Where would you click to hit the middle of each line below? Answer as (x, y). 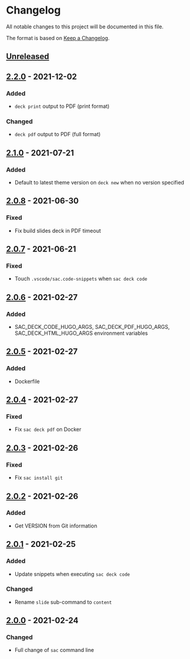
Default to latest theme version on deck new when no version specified (99, 182)
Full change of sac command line (54, 650)
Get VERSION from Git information (56, 526)
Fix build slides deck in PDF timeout (58, 230)
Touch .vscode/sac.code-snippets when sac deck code (81, 279)
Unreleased (28, 57)
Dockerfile (27, 381)
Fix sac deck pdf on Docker (48, 429)
